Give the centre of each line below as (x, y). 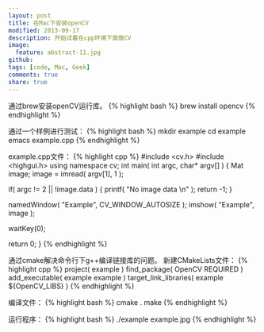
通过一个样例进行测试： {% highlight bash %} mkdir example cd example (127, 131)
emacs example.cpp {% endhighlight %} (74, 140)
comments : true (33, 75)
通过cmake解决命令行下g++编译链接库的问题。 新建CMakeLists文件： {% (128, 260)
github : (21, 60)
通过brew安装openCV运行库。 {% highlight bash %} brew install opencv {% (132, 106)
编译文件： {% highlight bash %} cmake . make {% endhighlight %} (118, 302)
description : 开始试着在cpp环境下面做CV (70, 38)
